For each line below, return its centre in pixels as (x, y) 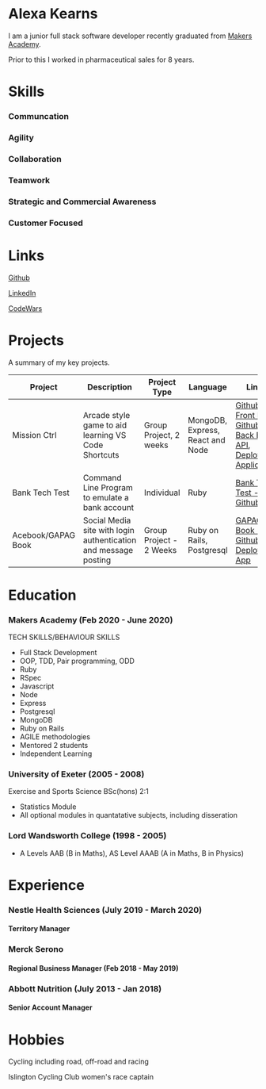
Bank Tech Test (41, 493)
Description (110, 387)
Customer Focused (46, 223)
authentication (110, 540)
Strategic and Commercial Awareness (82, 201)
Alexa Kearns (53, 14)
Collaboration (35, 159)
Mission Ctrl (34, 435)
